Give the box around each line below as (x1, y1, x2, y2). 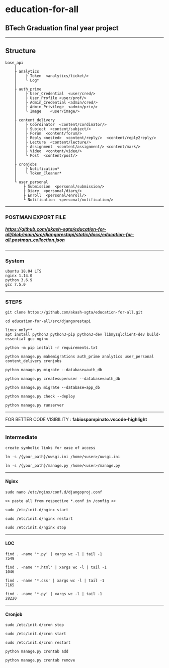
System (5, 257, 25, 264)
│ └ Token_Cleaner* (14, 170, 62, 175)
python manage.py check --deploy (5, 394, 75, 399)
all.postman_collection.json (5, 237, 65, 243)
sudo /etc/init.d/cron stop (5, 622, 64, 628)
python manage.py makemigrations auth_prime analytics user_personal (5, 354, 154, 360)
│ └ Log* (14, 77, 39, 83)
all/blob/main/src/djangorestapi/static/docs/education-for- (5, 232, 134, 238)
